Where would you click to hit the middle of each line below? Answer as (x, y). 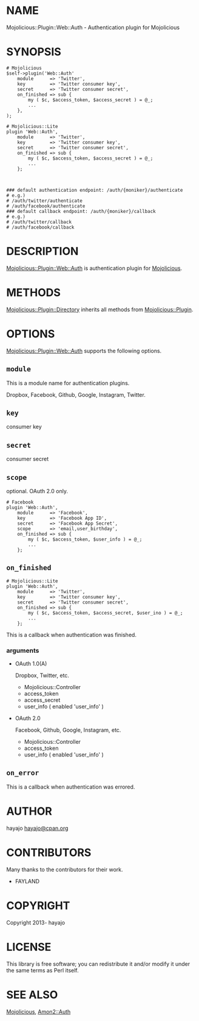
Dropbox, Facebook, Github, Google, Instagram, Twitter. (76, 394)
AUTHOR (29, 811)
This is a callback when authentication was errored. (71, 787)
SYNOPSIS (34, 52)
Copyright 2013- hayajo (36, 922)
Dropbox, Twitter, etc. (42, 676)
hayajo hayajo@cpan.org (37, 828)
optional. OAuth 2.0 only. (37, 491)
